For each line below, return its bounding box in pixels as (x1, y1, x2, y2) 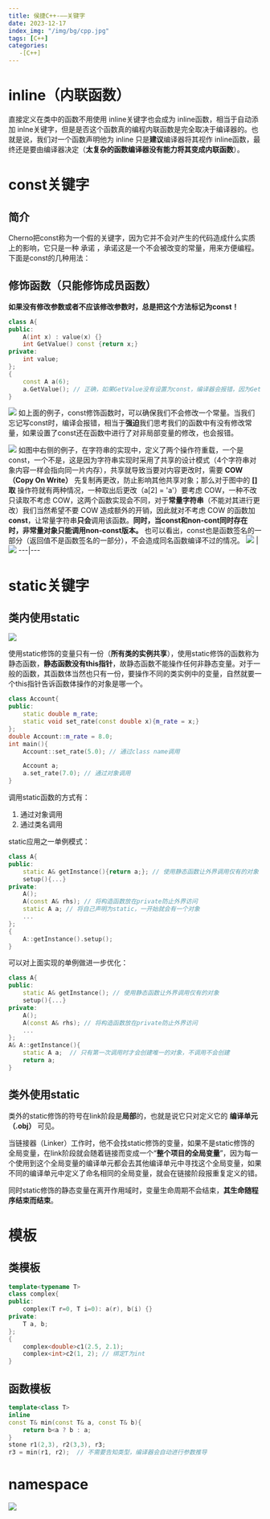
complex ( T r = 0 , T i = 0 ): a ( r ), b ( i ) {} (22, 1305, 153, 1313)
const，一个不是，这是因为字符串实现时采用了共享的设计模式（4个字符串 (8, 455, 250, 465)
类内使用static (8, 610, 80, 624)
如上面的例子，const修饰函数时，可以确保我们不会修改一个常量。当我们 (18, 408, 256, 418)
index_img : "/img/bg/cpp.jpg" (8, 27, 110, 35)
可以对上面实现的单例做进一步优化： (8, 958, 129, 967)
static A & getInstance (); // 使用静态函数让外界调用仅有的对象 (22, 989, 219, 997)
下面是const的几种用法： (8, 252, 91, 262)
